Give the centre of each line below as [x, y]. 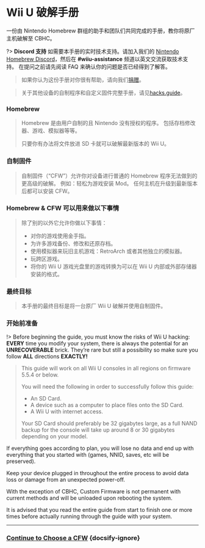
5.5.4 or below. [40, 375]
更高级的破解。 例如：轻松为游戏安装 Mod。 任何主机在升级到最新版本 [110, 183]
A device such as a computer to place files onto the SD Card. [107, 405]
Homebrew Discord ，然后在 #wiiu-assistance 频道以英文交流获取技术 [95, 59]
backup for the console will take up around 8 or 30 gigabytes [98, 430]
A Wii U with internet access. [67, 411]
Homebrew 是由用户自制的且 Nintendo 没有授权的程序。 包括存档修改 [108, 123]
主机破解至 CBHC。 [31, 38]
